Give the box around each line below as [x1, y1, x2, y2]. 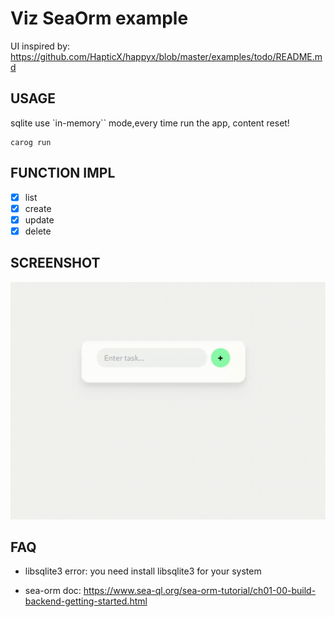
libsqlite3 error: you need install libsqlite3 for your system [24, 565, 262, 577]
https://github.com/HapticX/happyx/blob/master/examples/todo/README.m [10, 50, 323, 62]
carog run [10, 137, 52, 147]
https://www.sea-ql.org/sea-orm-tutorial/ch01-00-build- [83, 585, 317, 597]
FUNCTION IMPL [10, 165, 116, 182]
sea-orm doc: [24, 585, 82, 597]
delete [24, 225, 52, 237]
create [24, 202, 52, 214]
